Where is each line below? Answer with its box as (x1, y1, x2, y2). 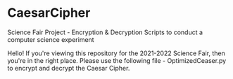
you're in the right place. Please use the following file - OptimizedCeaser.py (7, 56, 227, 64)
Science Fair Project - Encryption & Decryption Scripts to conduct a (7, 28, 203, 36)
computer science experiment (7, 35, 94, 43)
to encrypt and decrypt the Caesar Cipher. (7, 64, 130, 72)
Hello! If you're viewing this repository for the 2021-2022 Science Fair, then (7, 49, 225, 57)
